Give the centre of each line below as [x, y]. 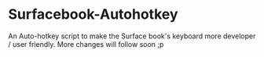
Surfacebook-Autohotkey [93, 14]
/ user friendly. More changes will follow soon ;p [86, 44]
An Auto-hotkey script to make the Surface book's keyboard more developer [132, 36]
